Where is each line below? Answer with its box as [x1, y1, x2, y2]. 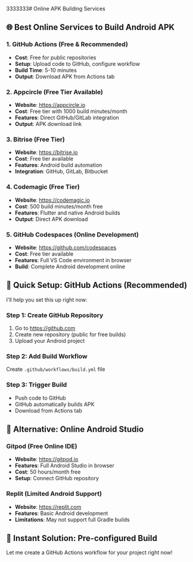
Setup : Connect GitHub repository [14, 475, 99, 482]
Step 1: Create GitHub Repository [6, 311, 104, 319]
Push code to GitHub [14, 394, 67, 401]
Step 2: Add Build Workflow [6, 352, 88, 360]
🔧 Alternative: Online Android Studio [6, 424, 144, 434]
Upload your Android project [14, 337, 85, 344]
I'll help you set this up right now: [6, 296, 88, 303]
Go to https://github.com [14, 324, 76, 331]
